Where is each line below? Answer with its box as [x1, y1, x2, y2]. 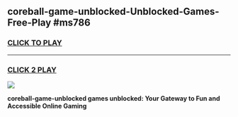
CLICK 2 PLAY [7, 65, 57, 74]
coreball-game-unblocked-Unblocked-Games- [7, 6, 220, 18]
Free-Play [7, 17, 52, 29]
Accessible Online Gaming [7, 101, 87, 110]
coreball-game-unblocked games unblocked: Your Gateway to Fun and [7, 94, 220, 102]
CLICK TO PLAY [7, 38, 62, 48]
